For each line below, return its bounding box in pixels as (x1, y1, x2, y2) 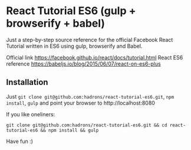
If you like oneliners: (6, 110, 55, 118)
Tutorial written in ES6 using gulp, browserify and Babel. (6, 43, 143, 50)
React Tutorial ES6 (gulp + (6, 4, 136, 18)
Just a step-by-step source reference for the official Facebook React (6, 36, 173, 43)
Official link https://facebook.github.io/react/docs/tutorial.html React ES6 (6, 54, 183, 61)
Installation (6, 77, 48, 87)
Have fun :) (6, 138, 34, 145)
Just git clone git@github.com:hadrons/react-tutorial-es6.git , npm (6, 93, 174, 100)
